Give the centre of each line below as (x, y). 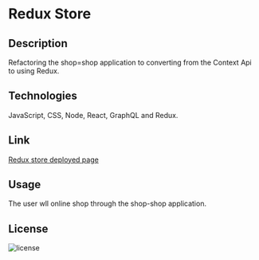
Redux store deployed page (54, 160)
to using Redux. (34, 71)
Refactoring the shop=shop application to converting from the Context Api (130, 62)
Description (38, 43)
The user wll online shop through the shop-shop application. (108, 203)
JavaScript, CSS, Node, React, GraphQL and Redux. (93, 115)
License (28, 228)
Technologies (43, 96)
